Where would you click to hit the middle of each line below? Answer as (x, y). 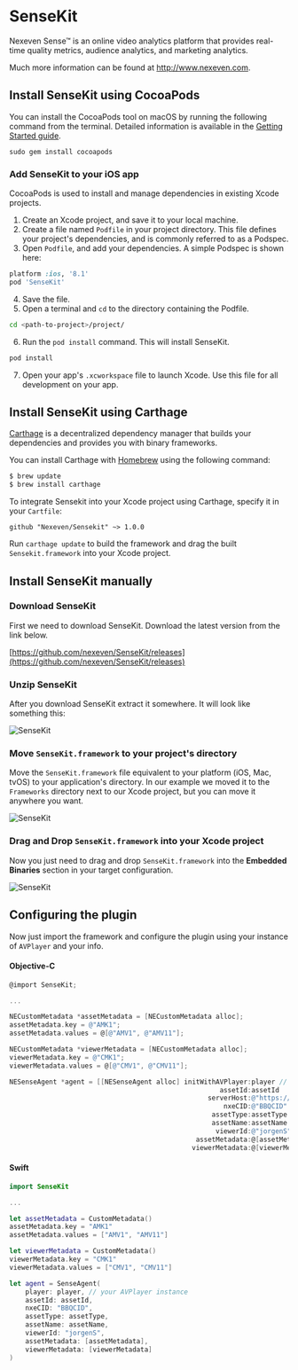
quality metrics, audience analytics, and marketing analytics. (137, 50)
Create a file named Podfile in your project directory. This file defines (149, 230)
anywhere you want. (47, 801)
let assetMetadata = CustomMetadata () (81, 1218)
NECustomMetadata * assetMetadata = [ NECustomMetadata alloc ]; (126, 1017)
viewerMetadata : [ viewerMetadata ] (89, 1350)
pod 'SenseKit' (37, 282)
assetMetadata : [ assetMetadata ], (87, 1341)
